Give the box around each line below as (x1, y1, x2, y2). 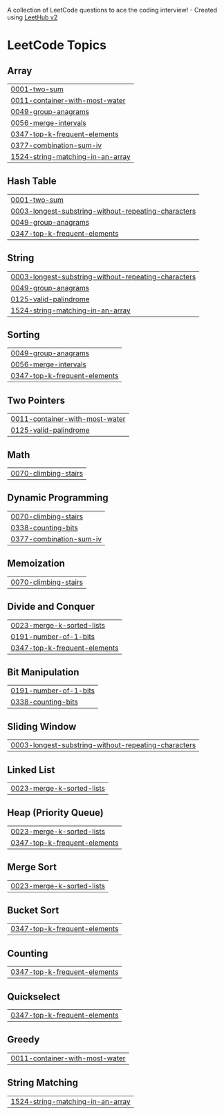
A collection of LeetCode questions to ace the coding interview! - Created (7, 6, 218, 14)
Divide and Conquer (7, 601, 95, 612)
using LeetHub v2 (7, 13, 58, 21)
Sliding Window (7, 720, 77, 732)
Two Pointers (7, 394, 66, 406)
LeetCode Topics (7, 37, 107, 53)
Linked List (7, 764, 55, 776)
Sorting (7, 329, 40, 341)
